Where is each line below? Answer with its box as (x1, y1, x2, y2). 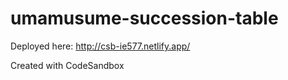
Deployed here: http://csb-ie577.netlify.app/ (10, 40, 191, 52)
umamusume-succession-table (10, 7, 279, 30)
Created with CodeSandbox (10, 59, 125, 71)
